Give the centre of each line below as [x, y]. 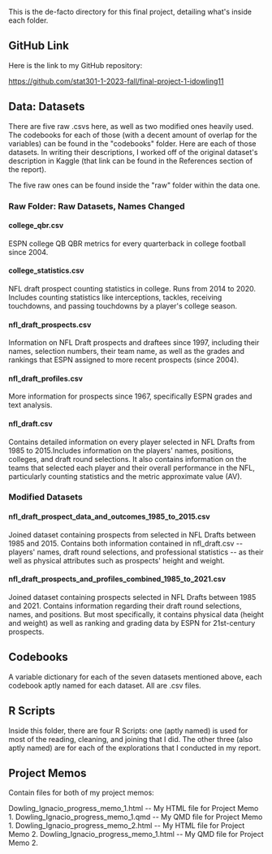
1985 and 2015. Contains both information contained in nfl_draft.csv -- [126, 543]
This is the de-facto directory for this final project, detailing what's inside [130, 12]
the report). [28, 169]
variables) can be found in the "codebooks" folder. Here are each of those [132, 143]
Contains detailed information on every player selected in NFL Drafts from [132, 442]
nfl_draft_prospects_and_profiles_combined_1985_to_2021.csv [117, 579]
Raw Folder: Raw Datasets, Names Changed [97, 206]
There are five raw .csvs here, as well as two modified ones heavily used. [131, 126]
